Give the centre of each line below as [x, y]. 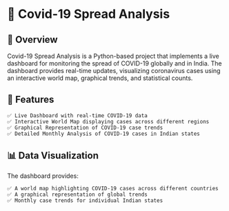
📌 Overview [32, 40]
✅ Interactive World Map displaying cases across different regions [108, 121]
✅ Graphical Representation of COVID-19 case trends [85, 128]
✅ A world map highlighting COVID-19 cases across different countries [113, 188]
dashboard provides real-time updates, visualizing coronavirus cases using [114, 71]
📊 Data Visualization [53, 155]
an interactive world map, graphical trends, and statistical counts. [100, 78]
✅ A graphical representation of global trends [78, 194]
